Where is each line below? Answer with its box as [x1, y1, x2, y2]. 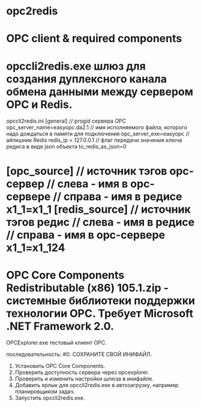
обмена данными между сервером [6, 85, 194, 99]
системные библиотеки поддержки [6, 293, 195, 307]
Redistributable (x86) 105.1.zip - [6, 281, 169, 295]
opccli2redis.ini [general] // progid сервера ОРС [6, 117, 127, 124]
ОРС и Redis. [6, 97, 73, 111]
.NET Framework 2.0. [6, 319, 114, 333]
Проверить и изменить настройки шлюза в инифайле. [14, 375, 154, 382]
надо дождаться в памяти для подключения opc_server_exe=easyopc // [6, 130, 190, 138]
